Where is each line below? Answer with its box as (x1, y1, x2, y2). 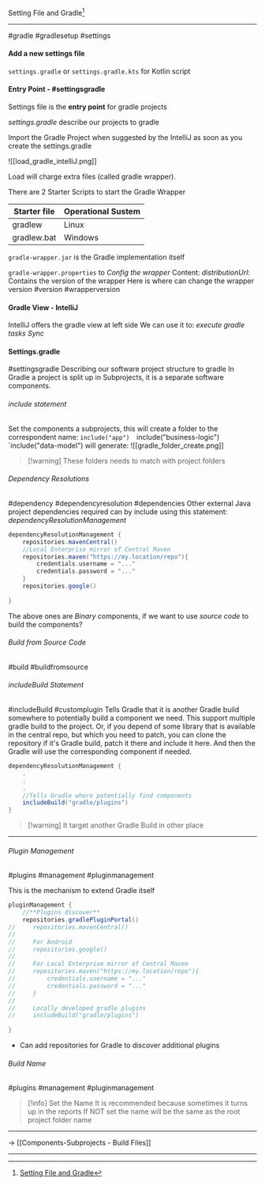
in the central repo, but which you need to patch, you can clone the (8, 730, 226, 740)
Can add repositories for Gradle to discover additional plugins (19, 1040, 220, 1051)
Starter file (13, 206, 55, 217)
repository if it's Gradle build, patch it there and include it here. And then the (8, 739, 256, 748)
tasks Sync (8, 328, 45, 339)
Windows (64, 233, 99, 244)
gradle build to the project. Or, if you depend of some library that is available (8, 721, 256, 731)
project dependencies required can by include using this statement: (8, 506, 228, 517)
